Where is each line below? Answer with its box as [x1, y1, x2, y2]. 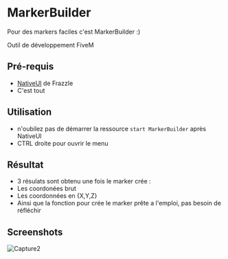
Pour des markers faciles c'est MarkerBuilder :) [7, 27, 141, 36]
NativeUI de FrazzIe [16, 79, 73, 87]
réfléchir [16, 206, 41, 214]
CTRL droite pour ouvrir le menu [16, 139, 109, 147]
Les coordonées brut [16, 184, 77, 193]
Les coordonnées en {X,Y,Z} [16, 192, 98, 200]
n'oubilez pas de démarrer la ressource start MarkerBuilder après [16, 124, 207, 133]
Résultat [7, 159, 44, 170]
